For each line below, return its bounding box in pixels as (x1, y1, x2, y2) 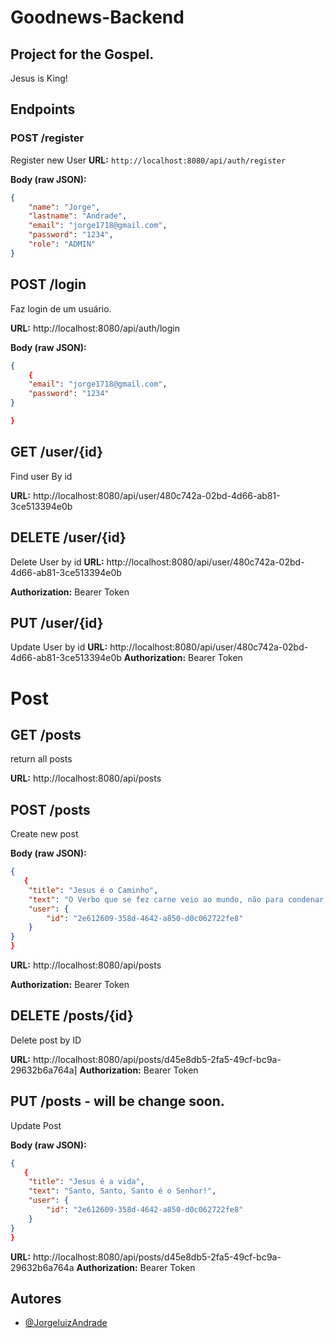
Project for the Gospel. (10, 46, 155, 63)
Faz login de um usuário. (10, 302, 112, 315)
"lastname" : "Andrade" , (28, 211, 128, 221)
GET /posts (10, 726, 82, 743)
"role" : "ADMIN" (28, 239, 97, 250)
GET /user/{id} (10, 444, 104, 461)
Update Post (10, 1119, 62, 1131)
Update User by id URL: (10, 641, 108, 653)
